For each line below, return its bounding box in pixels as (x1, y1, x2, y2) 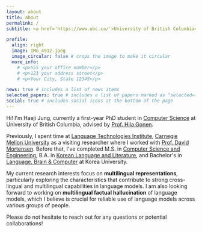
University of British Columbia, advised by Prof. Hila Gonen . (6, 121, 154, 128)
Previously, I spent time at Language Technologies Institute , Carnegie (6, 132, 178, 139)
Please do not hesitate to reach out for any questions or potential (6, 213, 167, 221)
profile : (6, 37, 28, 43)
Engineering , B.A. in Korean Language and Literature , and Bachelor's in (6, 151, 182, 158)
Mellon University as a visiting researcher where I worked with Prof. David (6, 139, 189, 146)
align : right (11, 42, 44, 48)
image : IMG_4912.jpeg (11, 48, 66, 54)
